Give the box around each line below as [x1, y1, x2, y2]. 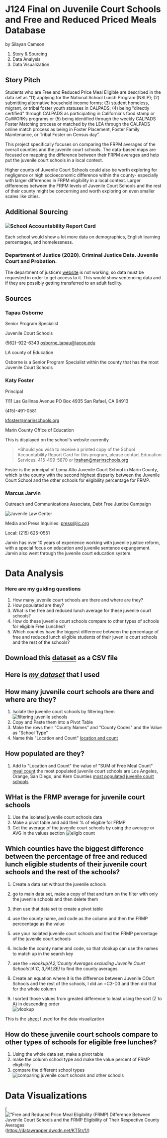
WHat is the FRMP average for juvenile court [5, 793, 145, 801]
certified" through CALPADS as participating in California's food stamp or [5, 110, 155, 116]
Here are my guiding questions [5, 585, 81, 592]
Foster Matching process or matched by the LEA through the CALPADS [5, 121, 151, 127]
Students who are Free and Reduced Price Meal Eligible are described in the [5, 89, 161, 95]
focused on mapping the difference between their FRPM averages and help [5, 152, 159, 158]
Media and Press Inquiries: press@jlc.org [5, 520, 89, 527]
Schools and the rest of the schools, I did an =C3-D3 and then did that [12, 980, 157, 986]
